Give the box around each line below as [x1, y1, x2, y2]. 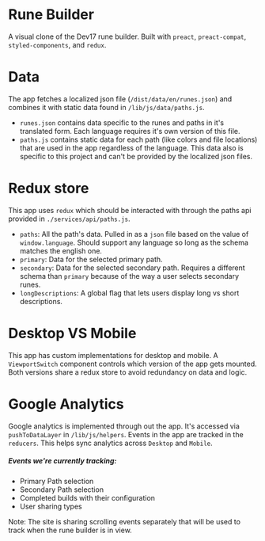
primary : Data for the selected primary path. [19, 254, 164, 264]
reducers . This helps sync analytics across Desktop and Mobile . [8, 438, 214, 448]
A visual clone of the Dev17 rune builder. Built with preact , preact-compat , [8, 32, 247, 41]
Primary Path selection [19, 476, 94, 486]
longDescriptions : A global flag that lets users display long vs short [19, 288, 240, 298]
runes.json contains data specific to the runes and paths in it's [19, 117, 224, 128]
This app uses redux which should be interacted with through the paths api [8, 205, 252, 215]
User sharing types [19, 501, 82, 511]
